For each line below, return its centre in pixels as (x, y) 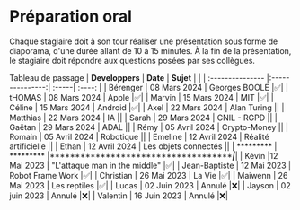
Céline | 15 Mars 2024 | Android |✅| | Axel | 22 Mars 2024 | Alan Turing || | (147, 107)
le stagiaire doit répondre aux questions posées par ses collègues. (132, 60)
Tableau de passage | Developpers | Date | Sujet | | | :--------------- (137, 77)
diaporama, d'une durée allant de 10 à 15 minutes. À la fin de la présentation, (150, 50)
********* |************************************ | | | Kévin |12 (144, 155)
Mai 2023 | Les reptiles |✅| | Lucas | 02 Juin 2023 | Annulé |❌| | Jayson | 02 (150, 185)
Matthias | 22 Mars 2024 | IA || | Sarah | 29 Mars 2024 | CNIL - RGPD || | (144, 118)
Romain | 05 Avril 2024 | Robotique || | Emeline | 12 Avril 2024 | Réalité (139, 136)
